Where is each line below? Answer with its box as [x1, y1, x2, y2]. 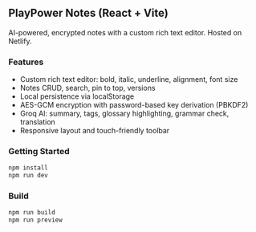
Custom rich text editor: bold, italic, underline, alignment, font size [19, 75, 238, 84]
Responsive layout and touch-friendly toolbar [19, 126, 170, 136]
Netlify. [8, 36, 32, 46]
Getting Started [8, 146, 70, 157]
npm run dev [8, 172, 48, 180]
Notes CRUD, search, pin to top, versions [19, 83, 156, 93]
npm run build [8, 209, 56, 217]
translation [19, 117, 56, 127]
